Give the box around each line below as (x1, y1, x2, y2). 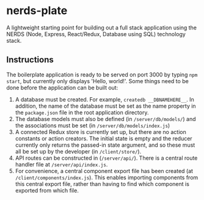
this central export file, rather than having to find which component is (15, 180, 189, 187)
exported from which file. (15, 187, 79, 194)
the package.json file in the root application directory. (15, 108, 149, 116)
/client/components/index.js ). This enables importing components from (15, 174, 199, 181)
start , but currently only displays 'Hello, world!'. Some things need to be (6, 77, 189, 84)
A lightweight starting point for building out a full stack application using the (6, 24, 197, 31)
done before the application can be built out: (6, 84, 118, 91)
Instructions (6, 54, 54, 65)
